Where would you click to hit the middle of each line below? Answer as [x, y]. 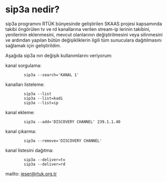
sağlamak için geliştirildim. [33, 45]
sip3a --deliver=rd [45, 164]
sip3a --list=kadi [43, 98]
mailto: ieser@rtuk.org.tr [31, 174]
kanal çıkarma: [21, 131]
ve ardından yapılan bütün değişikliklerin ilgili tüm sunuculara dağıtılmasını [83, 40]
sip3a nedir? [33, 10]
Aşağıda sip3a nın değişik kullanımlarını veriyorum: [59, 56]
